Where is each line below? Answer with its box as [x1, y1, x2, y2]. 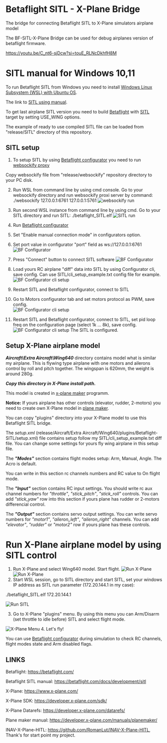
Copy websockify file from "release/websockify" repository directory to [5, 171, 152, 178]
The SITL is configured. [70, 327, 118, 333]
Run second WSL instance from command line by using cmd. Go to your [12, 207, 161, 213]
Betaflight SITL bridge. [5, 420, 52, 426]
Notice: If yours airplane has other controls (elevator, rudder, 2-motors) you [5, 400, 161, 406]
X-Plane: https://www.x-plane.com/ [5, 688, 79, 694]
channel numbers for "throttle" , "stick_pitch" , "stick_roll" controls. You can [5, 491, 159, 497]
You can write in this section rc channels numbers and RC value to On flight [5, 470, 161, 476]
